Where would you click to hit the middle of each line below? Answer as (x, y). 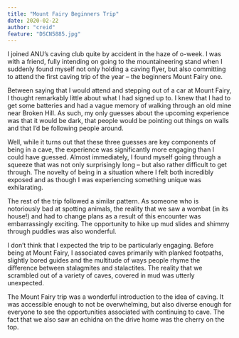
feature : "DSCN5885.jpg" (44, 34)
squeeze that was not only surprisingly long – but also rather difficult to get (117, 165)
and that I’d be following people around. (65, 128)
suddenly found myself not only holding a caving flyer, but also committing (117, 69)
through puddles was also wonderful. (62, 231)
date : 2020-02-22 (33, 21)
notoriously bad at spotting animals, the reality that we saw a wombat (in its (118, 209)
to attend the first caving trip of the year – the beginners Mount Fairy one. (115, 77)
